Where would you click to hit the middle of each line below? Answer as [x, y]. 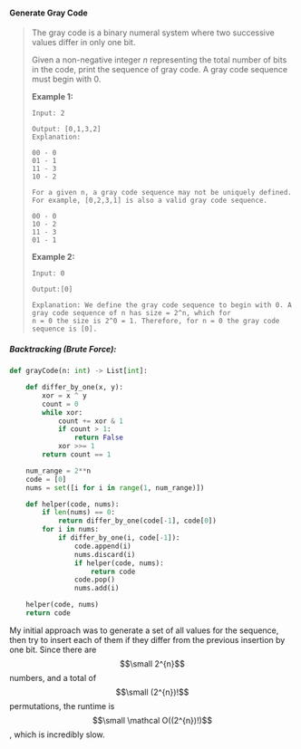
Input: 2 [48, 113]
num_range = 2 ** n [58, 471]
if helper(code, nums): [119, 563]
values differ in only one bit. [83, 43]
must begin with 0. [66, 79]
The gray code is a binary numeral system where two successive [153, 33]
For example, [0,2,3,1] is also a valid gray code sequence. [150, 201]
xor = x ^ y [65, 395]
